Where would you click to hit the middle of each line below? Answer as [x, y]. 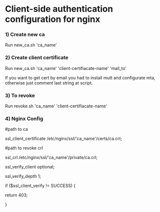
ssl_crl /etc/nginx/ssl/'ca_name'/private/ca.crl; [51, 158]
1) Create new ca [25, 35]
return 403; [16, 195]
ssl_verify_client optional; [30, 167]
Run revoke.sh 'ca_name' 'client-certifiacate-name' [56, 106]
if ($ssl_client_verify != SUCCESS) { [40, 186]
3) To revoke [20, 95]
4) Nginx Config [24, 119]
